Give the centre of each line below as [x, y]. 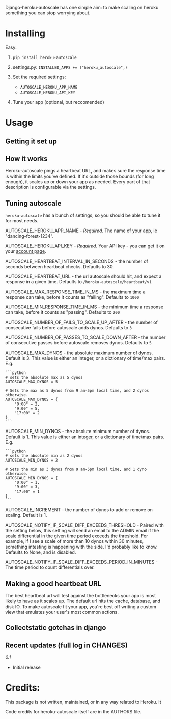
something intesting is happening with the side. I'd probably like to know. [81, 547]
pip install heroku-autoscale [45, 57]
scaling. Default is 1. [26, 515]
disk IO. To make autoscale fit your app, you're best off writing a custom [81, 606]
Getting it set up [31, 141]
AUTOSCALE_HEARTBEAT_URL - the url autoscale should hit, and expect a [83, 276]
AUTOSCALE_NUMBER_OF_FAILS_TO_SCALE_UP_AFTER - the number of [81, 322]
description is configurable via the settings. [51, 187]
